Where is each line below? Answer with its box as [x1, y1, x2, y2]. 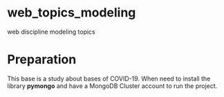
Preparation [7, 52, 77, 67]
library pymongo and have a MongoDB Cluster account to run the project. [7, 81, 218, 90]
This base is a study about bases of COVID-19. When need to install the [7, 74, 211, 83]
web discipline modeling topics [7, 28, 95, 36]
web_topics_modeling [7, 5, 136, 21]
